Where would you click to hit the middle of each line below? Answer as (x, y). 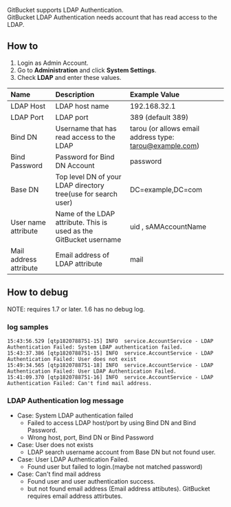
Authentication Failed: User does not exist (72, 359)
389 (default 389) (159, 117)
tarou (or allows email (165, 128)
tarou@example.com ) (165, 145)
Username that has (86, 128)
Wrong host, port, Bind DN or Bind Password (90, 437)
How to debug (38, 292)
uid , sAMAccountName (168, 227)
